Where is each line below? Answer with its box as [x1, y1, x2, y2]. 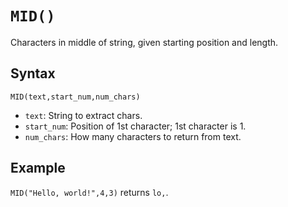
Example [10, 160, 66, 177]
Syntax [10, 65, 56, 82]
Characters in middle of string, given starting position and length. [10, 36, 279, 48]
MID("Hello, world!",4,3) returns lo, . [10, 186, 169, 198]
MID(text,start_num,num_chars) [10, 92, 141, 102]
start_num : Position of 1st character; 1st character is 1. [24, 120, 247, 132]
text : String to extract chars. [24, 109, 143, 121]
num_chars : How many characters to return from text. [24, 130, 242, 142]
